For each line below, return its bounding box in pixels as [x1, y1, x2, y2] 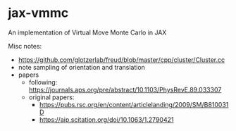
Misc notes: [8, 42, 42, 50]
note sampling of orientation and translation [18, 63, 145, 71]
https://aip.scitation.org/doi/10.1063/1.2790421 [39, 115, 174, 124]
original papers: [28, 93, 75, 101]
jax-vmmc [8, 5, 69, 21]
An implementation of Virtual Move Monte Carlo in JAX [8, 28, 167, 37]
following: [28, 77, 58, 86]
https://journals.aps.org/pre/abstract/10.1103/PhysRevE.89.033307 [28, 85, 222, 94]
